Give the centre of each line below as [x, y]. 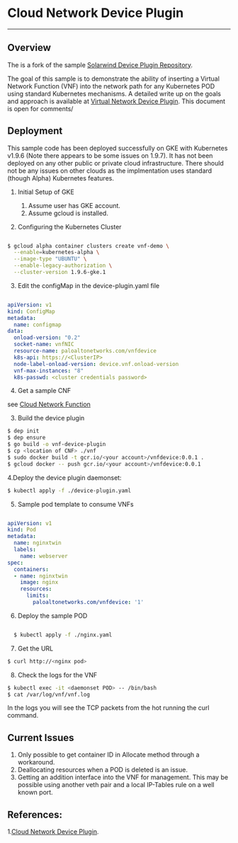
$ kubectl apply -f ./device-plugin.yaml [69, 491]
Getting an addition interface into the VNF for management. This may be [123, 777]
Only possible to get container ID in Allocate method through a [108, 755]
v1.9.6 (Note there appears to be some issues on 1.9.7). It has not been [110, 155]
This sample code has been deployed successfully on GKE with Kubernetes [118, 148]
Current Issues [41, 738]
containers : [32, 569]
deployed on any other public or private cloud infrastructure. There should [116, 163]
